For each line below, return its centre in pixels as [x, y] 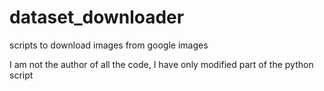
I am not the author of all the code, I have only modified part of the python [161, 64]
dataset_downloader [97, 17]
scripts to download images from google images [109, 45]
